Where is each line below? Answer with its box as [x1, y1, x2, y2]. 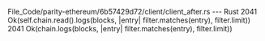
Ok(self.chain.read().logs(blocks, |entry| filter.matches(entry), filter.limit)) [7, 15, 251, 25]
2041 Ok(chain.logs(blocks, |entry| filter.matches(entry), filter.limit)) [7, 24, 233, 33]
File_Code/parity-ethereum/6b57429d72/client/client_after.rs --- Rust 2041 [7, 7, 257, 16]
